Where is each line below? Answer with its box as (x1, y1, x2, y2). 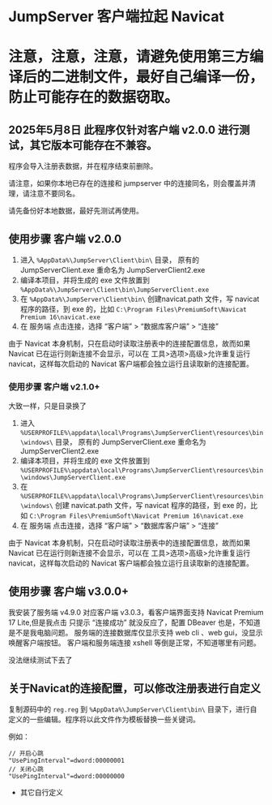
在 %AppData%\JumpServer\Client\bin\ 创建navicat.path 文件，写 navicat (19, 294, 260, 303)
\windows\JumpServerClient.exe (19, 474, 126, 482)
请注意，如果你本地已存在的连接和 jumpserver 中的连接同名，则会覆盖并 (8, 179, 249, 188)
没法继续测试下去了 (8, 655, 73, 665)
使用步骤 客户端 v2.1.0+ (8, 381, 100, 392)
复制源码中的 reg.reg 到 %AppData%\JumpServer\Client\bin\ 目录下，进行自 (8, 704, 257, 714)
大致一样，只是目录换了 (8, 401, 87, 411)
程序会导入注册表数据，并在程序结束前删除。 (8, 161, 158, 171)
